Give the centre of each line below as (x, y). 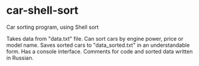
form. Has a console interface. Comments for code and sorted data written (99, 51)
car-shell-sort (42, 10)
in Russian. (20, 58)
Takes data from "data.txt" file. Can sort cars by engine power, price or (95, 38)
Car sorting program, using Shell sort (52, 27)
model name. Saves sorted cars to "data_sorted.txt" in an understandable (98, 45)
